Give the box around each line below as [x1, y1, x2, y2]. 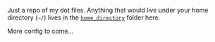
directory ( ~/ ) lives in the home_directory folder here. [7, 13, 161, 22]
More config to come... [7, 27, 74, 35]
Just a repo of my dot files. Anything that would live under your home [7, 6, 209, 14]
